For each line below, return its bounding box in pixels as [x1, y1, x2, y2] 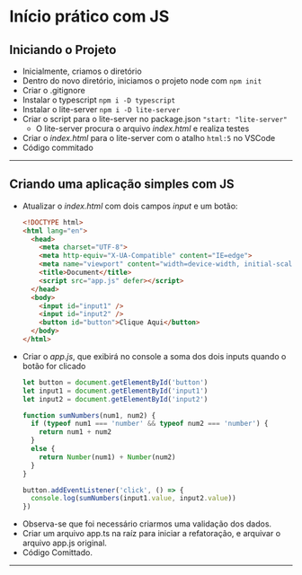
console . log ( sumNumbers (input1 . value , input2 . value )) [31, 494, 236, 503]
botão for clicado [22, 360, 86, 371]
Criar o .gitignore [22, 85, 85, 95]
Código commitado [22, 142, 94, 153]
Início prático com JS [9, 6, 170, 27]
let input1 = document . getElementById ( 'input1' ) [22, 386, 209, 395]
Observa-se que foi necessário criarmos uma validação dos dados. [22, 518, 272, 529]
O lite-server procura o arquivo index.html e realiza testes [35, 123, 250, 134]
